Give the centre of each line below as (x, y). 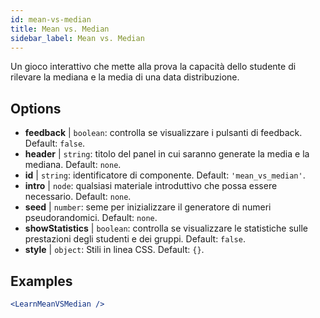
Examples (41, 281)
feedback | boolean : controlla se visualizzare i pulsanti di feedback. (163, 133)
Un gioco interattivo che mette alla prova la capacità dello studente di (153, 67)
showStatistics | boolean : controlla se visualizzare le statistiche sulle (166, 228)
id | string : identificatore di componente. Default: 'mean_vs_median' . (165, 175)
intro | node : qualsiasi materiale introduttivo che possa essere (151, 186)
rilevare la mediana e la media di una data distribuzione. (125, 77)
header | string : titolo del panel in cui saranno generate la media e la (167, 154)
